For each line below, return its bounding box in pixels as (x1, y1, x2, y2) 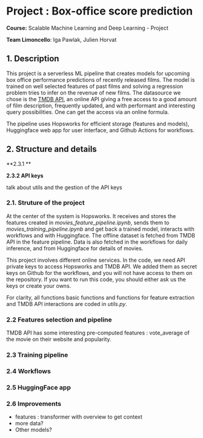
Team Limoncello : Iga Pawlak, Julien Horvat (6, 36, 117, 43)
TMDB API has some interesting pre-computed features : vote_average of (6, 329, 190, 337)
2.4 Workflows (6, 367, 52, 375)
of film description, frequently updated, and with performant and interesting (6, 102, 196, 109)
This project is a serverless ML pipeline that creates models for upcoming (6, 70, 190, 77)
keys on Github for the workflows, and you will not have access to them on (6, 269, 193, 276)
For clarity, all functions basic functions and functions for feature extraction (6, 294, 195, 301)
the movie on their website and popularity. (6, 336, 111, 343)
